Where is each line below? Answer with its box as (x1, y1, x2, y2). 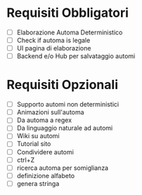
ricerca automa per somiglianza (16, 163, 109, 172)
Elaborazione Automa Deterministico (16, 28, 123, 36)
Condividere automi (16, 147, 75, 156)
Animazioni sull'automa (16, 108, 85, 116)
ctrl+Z (16, 156, 35, 164)
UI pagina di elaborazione (16, 44, 91, 53)
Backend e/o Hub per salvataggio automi (16, 52, 136, 60)
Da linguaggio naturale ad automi (16, 124, 113, 133)
